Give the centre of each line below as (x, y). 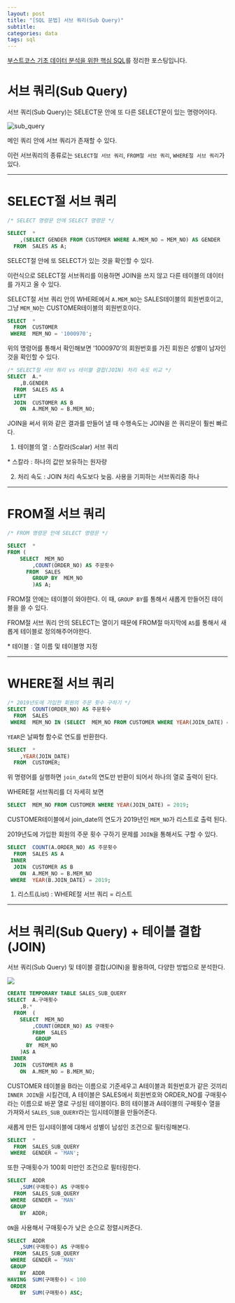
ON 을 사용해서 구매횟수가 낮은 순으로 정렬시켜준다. (75, 1227)
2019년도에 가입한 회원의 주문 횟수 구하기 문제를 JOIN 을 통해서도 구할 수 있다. (113, 834)
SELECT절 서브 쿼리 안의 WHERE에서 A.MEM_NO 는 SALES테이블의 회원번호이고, (115, 299)
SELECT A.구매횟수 (33, 1000)
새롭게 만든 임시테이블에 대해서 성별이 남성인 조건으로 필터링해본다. (99, 1127)
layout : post (26, 14)
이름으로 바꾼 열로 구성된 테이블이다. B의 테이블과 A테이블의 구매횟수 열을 (120, 1103)
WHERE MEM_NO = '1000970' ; (51, 334)
